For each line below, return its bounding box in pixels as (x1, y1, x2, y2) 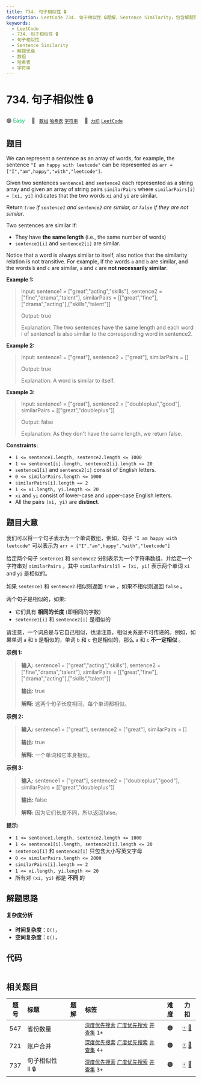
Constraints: (6, 442, 38, 449)
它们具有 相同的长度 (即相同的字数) (14, 608, 101, 615)
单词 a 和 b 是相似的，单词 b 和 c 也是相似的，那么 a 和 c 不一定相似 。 (11, 636, 185, 643)
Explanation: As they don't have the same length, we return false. (20, 430, 183, 438)
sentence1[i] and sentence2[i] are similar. (14, 240, 121, 247)
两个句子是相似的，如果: (6, 595, 66, 603)
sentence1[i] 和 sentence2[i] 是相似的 (14, 615, 111, 623)
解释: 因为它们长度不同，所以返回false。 (20, 809, 121, 816)
